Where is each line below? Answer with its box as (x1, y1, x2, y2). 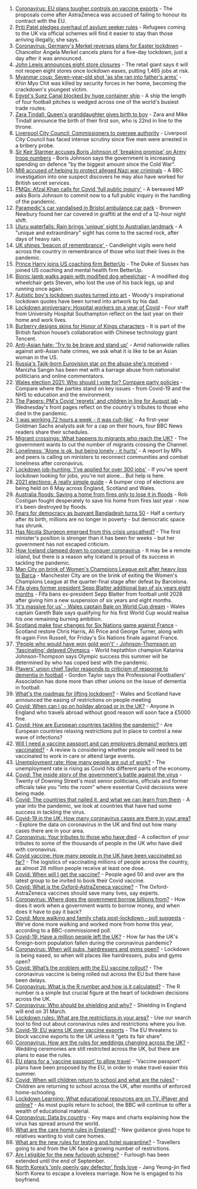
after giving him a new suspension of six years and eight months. (15, 597, 172, 603)
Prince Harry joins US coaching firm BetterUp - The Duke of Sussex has (15, 260, 189, 267)
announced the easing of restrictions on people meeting (15, 697, 151, 703)
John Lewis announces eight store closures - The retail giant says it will (15, 61, 188, 68)
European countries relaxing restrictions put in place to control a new (15, 728, 182, 735)
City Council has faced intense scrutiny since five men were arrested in (15, 136, 188, 142)
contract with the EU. (15, 18, 66, 24)
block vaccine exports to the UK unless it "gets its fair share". (15, 1033, 164, 1039)
